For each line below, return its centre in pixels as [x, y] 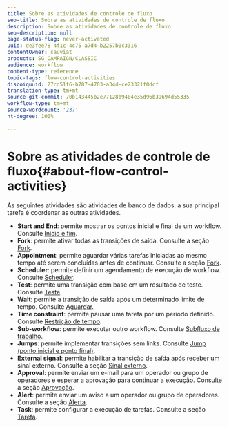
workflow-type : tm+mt [38, 104]
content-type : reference [43, 71]
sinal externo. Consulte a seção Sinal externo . [82, 365]
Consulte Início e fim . [47, 233]
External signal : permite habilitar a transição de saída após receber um [118, 358]
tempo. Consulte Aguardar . [56, 306]
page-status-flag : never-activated [58, 39]
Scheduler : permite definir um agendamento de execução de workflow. [119, 269]
